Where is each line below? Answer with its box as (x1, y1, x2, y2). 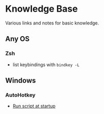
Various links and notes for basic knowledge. (5, 20, 99, 26)
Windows (5, 76, 36, 85)
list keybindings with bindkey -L (12, 62, 80, 68)
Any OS (5, 35, 29, 43)
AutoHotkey (5, 91, 36, 98)
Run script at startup (12, 103, 56, 109)
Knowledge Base (5, 3, 78, 15)
